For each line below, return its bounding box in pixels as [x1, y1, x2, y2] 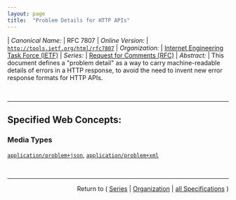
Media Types [7, 135, 53, 145]
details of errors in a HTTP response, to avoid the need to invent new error [7, 66, 223, 74]
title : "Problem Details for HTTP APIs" [7, 17, 131, 24]
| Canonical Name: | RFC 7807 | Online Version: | [7, 36, 149, 44]
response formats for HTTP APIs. [7, 73, 103, 81]
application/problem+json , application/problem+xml [7, 151, 159, 159]
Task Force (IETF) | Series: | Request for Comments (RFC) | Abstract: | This [7, 51, 225, 60]
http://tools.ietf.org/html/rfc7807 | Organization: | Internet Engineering [7, 44, 223, 52]
